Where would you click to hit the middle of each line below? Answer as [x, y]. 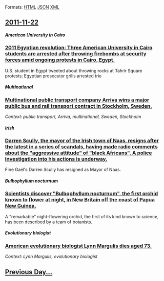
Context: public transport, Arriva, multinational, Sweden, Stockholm [73, 117]
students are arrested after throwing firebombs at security [76, 54]
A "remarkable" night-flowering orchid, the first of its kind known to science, [82, 216]
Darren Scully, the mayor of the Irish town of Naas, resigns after [82, 140]
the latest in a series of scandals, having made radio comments [81, 147]
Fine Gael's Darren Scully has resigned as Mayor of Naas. [63, 170]
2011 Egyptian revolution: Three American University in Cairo [79, 47]
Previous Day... [29, 272]
